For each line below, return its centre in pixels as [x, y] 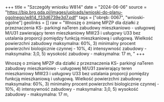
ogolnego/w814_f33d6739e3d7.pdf [41, 17]
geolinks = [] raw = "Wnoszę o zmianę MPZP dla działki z [82, 22]
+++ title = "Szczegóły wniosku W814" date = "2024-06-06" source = [76, 7]
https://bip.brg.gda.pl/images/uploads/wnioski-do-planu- [65, 12]
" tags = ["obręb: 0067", [100, 17]
